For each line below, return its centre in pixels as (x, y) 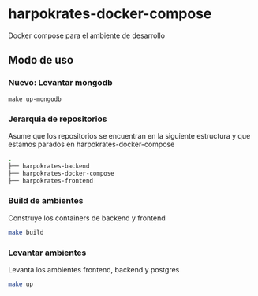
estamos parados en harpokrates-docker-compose (92, 144)
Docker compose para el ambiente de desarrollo (87, 35)
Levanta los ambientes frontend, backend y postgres (94, 269)
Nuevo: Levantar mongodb (60, 83)
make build (26, 232)
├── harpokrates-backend (49, 166)
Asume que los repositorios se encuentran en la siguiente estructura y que (129, 135)
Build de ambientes (46, 201)
